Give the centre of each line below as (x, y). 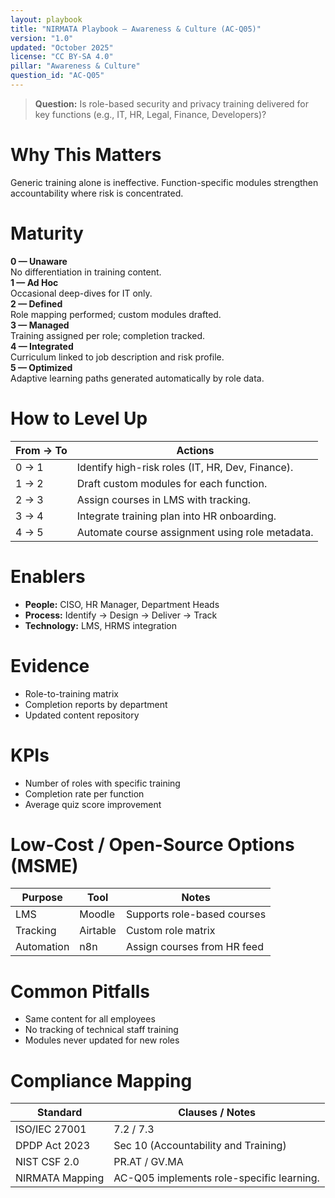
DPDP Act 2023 (53, 1146)
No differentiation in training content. (86, 272)
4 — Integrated (42, 346)
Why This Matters (86, 155)
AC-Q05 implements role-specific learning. (216, 1178)
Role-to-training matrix (71, 693)
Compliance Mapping (101, 1080)
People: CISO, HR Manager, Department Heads (122, 604)
